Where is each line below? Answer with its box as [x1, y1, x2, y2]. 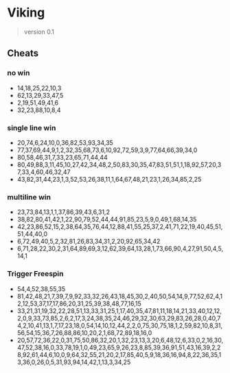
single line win [7, 122, 56, 132]
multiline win [7, 192, 51, 202]
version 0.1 [23, 28, 55, 36]
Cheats [7, 47, 39, 59]
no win [7, 68, 30, 78]
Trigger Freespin [7, 269, 64, 279]
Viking [7, 5, 45, 21]
